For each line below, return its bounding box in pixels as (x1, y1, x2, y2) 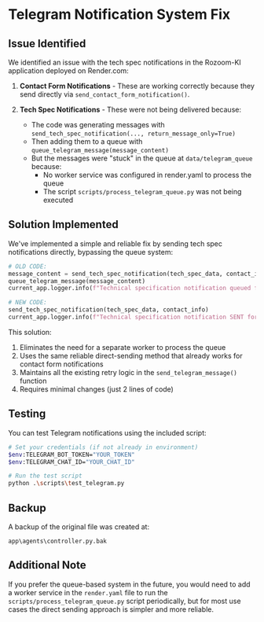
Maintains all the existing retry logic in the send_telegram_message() (19, 367, 238, 377)
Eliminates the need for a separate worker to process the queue (19, 342, 226, 351)
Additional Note (8, 558, 86, 572)
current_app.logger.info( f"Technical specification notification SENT (8, 313, 244, 322)
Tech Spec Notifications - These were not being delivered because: (19, 105, 242, 114)
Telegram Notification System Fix (8, 6, 230, 24)
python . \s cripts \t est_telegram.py (8, 480, 125, 488)
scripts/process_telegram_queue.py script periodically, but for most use (8, 596, 241, 605)
